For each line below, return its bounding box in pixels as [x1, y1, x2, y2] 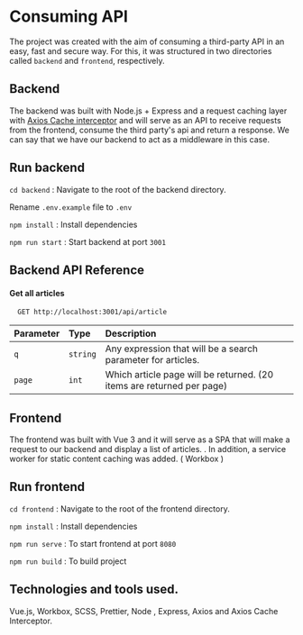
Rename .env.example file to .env [9, 201, 133, 213]
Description [105, 327, 157, 340]
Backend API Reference [9, 262, 145, 277]
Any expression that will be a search [105, 342, 259, 355]
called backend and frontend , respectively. [9, 55, 165, 66]
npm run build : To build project [9, 556, 127, 567]
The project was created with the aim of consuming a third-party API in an [9, 36, 285, 47]
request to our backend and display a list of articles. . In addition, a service [9, 443, 287, 454]
